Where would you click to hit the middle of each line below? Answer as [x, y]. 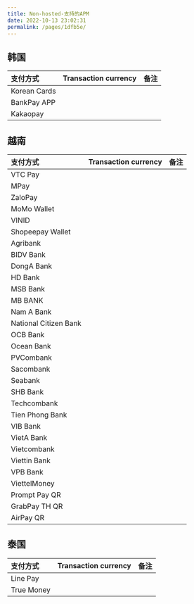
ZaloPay [24, 197]
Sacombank [31, 369]
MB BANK [27, 300]
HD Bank [25, 277]
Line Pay [25, 578]
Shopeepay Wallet [41, 232]
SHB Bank [27, 392]
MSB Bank [28, 289]
